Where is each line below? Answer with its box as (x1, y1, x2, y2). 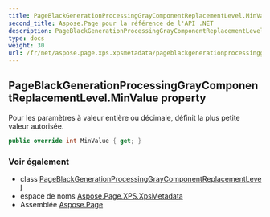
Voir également (8, 156, 70, 167)
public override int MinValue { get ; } (8, 137, 142, 145)
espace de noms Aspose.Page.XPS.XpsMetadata (19, 190, 183, 201)
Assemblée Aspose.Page (19, 199, 104, 209)
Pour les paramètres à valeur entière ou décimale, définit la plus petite (8, 113, 241, 122)
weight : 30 (8, 42, 45, 50)
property (160, 92, 207, 105)
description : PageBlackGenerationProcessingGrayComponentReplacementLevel (8, 27, 264, 35)
